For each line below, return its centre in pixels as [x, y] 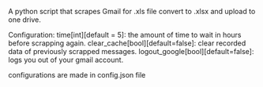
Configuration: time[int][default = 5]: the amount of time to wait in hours [125, 35]
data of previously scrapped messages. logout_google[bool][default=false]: [131, 51]
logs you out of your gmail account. [66, 60]
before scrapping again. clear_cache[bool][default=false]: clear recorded [127, 43]
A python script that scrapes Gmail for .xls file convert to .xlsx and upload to [132, 11]
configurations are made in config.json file [77, 75]
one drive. [24, 20]
